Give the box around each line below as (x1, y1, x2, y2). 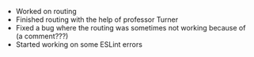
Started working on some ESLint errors (15, 40, 142, 49)
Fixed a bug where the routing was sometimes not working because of (15, 23, 246, 32)
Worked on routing (15, 7, 77, 16)
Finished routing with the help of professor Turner (15, 15, 179, 24)
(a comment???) (15, 31, 69, 41)
